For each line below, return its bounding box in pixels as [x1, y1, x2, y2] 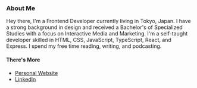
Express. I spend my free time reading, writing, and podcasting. [6, 43, 162, 50]
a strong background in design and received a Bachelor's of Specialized [6, 24, 183, 31]
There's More [6, 56, 40, 63]
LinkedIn [14, 76, 36, 83]
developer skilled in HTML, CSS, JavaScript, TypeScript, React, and [6, 37, 171, 44]
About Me [6, 4, 36, 12]
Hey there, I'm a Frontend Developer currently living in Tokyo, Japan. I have [6, 18, 192, 25]
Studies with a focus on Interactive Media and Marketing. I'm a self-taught [6, 30, 188, 37]
